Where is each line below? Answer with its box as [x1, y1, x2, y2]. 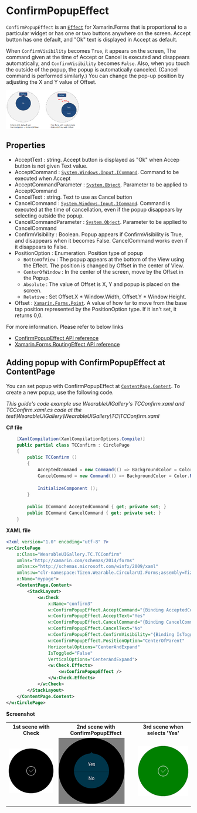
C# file [6, 424, 23, 431]
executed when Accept [14, 175, 71, 182]
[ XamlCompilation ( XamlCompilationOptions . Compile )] [16, 436, 145, 442]
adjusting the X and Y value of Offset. [6, 78, 97, 86]
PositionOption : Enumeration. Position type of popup [14, 249, 144, 256]
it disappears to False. [14, 243, 69, 250]
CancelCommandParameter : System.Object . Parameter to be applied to [14, 218, 188, 225]
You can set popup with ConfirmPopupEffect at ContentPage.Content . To [6, 382, 181, 389]
